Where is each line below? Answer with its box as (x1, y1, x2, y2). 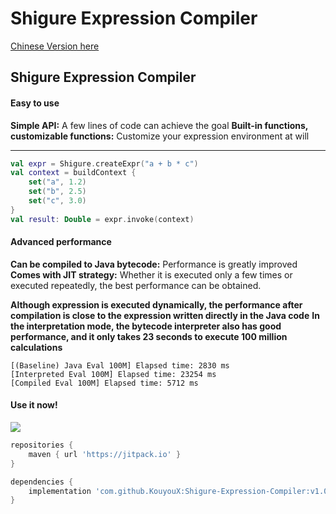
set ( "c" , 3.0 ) (28, 196, 87, 206)
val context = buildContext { (10, 168, 137, 178)
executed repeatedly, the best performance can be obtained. (10, 279, 262, 291)
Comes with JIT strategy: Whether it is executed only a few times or (10, 268, 293, 281)
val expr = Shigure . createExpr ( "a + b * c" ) (10, 158, 199, 169)
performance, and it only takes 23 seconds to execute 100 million (10, 330, 288, 342)
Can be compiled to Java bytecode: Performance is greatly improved (10, 258, 298, 270)
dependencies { (10, 477, 74, 487)
